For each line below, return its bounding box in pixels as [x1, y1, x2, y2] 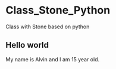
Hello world [5, 40, 49, 50]
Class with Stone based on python [5, 23, 90, 30]
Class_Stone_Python [5, 4, 111, 17]
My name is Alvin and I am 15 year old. [5, 55, 100, 63]
